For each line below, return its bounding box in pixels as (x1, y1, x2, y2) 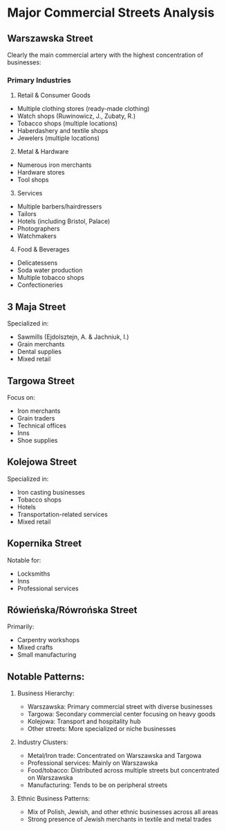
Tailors (17, 210, 37, 218)
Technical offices (17, 421, 67, 430)
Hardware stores (17, 168, 65, 177)
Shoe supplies (17, 436, 58, 444)
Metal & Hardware (17, 148, 69, 156)
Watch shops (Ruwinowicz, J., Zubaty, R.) (17, 112, 136, 121)
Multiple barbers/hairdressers (17, 202, 102, 211)
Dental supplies (17, 348, 62, 356)
